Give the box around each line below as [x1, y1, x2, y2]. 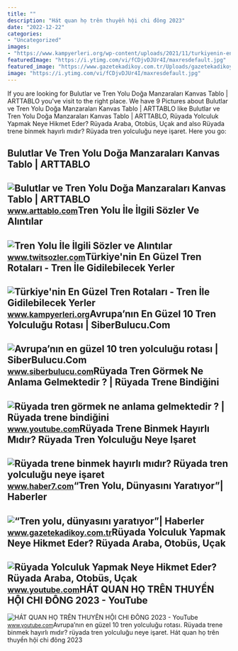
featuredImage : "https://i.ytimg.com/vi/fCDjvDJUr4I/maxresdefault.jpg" [7, 57, 227, 64]
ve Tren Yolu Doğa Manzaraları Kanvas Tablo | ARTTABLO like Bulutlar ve [7, 104, 220, 113]
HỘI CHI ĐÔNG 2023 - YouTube [7, 594, 148, 606]
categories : [7, 30, 42, 38]
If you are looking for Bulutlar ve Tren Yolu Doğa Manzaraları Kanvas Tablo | [7, 89, 228, 98]
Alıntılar [7, 215, 43, 227]
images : [7, 43, 30, 50]
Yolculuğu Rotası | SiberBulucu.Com [7, 319, 171, 332]
